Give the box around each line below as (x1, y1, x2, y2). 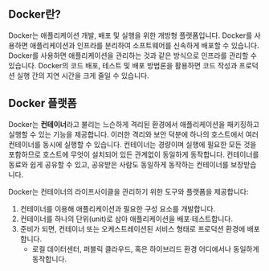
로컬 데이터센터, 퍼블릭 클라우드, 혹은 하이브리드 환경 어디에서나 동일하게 (31, 244, 259, 253)
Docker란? (8, 7, 62, 22)
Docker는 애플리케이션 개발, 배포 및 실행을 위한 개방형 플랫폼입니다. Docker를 (8, 31, 253, 40)
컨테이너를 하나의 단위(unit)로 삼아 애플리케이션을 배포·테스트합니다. (19, 214, 233, 224)
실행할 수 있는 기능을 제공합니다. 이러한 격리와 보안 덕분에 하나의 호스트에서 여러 (8, 129, 259, 139)
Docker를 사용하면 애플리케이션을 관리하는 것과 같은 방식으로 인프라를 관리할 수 (8, 51, 257, 60)
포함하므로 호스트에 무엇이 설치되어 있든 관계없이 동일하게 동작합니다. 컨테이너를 (8, 150, 259, 159)
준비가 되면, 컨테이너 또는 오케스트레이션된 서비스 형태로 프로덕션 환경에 (19, 224, 246, 233)
